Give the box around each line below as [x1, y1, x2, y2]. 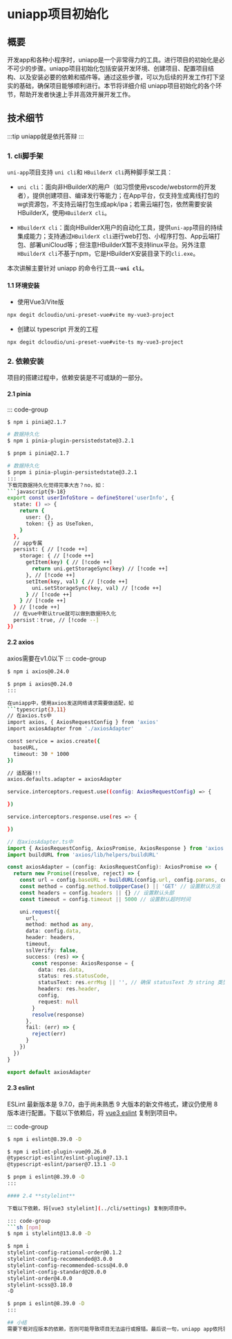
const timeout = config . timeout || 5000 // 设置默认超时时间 [19, 896, 191, 903]
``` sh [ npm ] [7, 1223, 41, 1231]
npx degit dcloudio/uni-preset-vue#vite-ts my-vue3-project [7, 339, 184, 346]
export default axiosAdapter [7, 1069, 91, 1075]
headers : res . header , [37, 986, 100, 992]
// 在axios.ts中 [7, 712, 52, 719]
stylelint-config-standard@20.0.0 [7, 1268, 107, 1275]
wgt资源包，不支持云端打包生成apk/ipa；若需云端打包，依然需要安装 [17, 200, 213, 208]
